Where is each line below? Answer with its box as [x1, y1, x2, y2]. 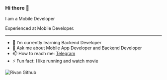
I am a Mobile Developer [5, 16, 55, 22]
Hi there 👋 [5, 4, 30, 11]
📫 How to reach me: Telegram [12, 51, 76, 57]
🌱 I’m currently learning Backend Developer [12, 40, 102, 46]
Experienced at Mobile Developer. [5, 25, 75, 31]
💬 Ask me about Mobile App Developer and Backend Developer [12, 45, 142, 51]
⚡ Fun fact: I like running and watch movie [12, 58, 98, 64]
